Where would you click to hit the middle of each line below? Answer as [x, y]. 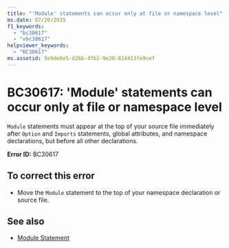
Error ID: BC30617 [33, 154]
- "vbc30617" [32, 39]
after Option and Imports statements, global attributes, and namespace [107, 133]
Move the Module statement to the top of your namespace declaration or [119, 192]
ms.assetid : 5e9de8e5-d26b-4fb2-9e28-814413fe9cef [81, 59]
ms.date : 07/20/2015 [37, 20]
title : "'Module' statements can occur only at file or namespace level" [115, 13]
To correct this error [51, 176]
